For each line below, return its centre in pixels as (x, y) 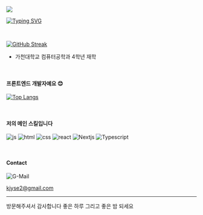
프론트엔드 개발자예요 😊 (35, 83)
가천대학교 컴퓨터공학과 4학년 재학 (56, 56)
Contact (17, 163)
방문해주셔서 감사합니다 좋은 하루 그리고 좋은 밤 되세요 (70, 206)
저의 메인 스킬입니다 (30, 123)
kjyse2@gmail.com (30, 188)
